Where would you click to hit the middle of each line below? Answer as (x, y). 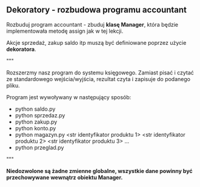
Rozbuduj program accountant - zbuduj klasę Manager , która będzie (92, 24)
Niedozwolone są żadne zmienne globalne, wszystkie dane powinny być (99, 171)
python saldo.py (35, 109)
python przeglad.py (39, 147)
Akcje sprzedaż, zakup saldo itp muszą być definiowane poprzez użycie (96, 42)
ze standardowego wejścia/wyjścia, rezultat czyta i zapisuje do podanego (98, 79)
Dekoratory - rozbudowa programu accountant (96, 10)
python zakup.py (36, 122)
